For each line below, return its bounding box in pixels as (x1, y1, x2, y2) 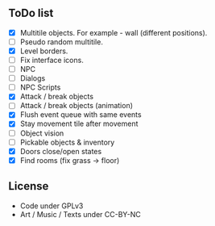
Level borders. (19, 46, 68, 56)
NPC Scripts (19, 82, 61, 92)
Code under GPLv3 (19, 201, 84, 211)
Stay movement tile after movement (19, 119, 139, 128)
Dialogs (19, 73, 46, 83)
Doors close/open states (19, 146, 102, 156)
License (8, 179, 49, 193)
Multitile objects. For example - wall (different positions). (19, 27, 208, 37)
